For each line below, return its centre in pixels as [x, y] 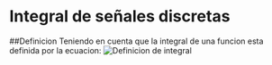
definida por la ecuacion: [55, 50]
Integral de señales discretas [120, 16]
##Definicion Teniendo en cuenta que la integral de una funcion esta [136, 41]
